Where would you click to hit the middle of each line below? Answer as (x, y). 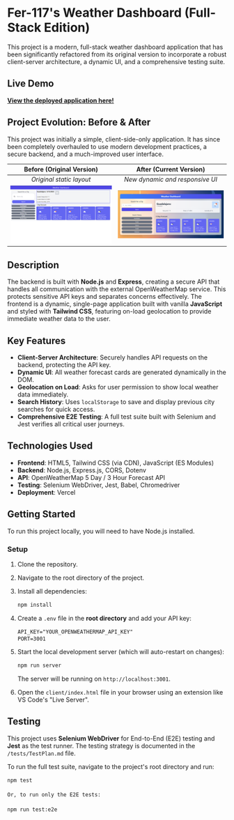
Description (33, 265)
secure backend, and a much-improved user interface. (86, 154)
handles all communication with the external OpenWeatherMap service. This (117, 289)
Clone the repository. (47, 564)
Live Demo (31, 84)
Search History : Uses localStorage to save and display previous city (116, 402)
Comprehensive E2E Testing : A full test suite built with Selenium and (116, 417)
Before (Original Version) (61, 169)
